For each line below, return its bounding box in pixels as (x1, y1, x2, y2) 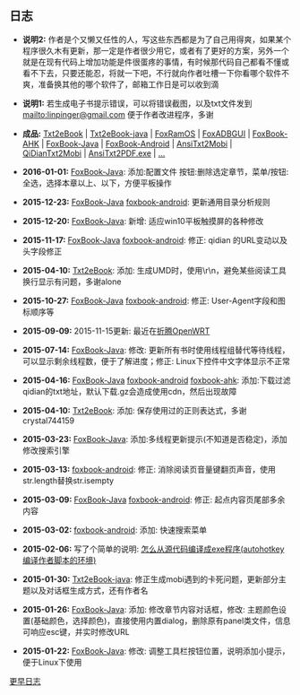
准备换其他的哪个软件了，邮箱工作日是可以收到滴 (38, 79, 219, 90)
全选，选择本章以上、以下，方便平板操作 (21, 178, 172, 188)
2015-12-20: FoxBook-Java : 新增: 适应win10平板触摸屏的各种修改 (21, 215, 264, 226)
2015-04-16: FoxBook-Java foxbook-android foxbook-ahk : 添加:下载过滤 (21, 375, 291, 386)
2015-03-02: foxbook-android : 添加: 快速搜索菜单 (21, 524, 208, 535)
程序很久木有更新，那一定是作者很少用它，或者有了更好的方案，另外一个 (21, 45, 289, 56)
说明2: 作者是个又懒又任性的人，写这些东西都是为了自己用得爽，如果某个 (21, 34, 292, 45)
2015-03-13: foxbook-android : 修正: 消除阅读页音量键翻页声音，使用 (21, 464, 276, 474)
